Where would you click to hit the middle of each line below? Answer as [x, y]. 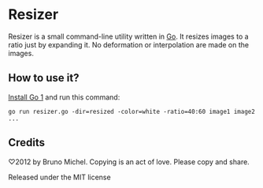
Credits [27, 143]
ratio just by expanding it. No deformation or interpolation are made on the [129, 44]
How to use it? [44, 78]
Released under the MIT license [60, 177]
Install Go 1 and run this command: [64, 97]
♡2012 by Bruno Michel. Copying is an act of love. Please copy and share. [129, 162]
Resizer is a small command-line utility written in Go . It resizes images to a [129, 36]
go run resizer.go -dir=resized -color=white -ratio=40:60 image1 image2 [132, 111]
